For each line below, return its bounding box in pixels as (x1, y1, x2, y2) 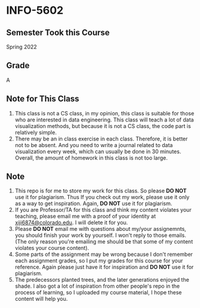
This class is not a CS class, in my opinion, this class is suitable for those (14, 109, 195, 117)
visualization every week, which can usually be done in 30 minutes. (14, 148, 181, 155)
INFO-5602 (6, 4, 64, 17)
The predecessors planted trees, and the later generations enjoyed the (14, 276, 190, 283)
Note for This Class (6, 94, 80, 104)
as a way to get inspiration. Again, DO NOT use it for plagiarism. (14, 200, 172, 207)
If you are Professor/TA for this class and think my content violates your (14, 206, 192, 214)
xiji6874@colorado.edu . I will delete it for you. (14, 219, 128, 226)
